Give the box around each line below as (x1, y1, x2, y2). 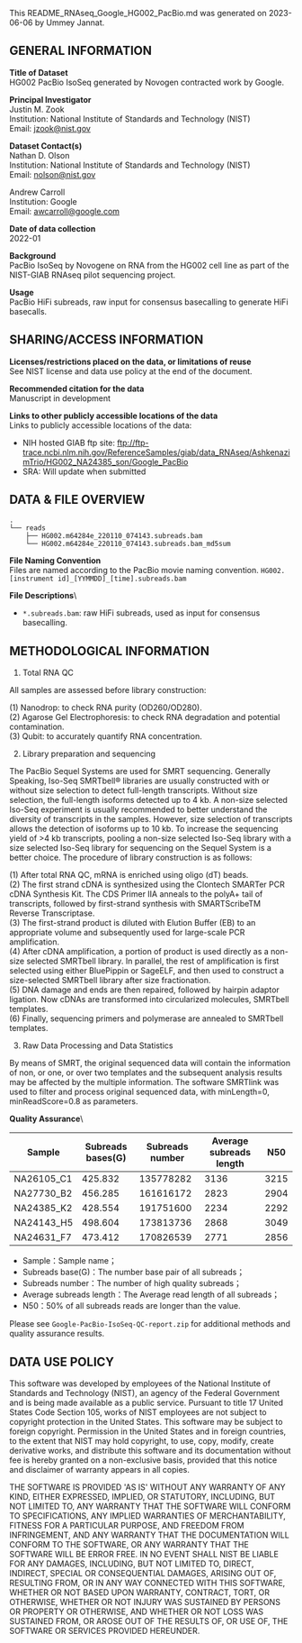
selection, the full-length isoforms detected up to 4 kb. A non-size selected (9, 795, 288, 806)
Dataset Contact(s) (9, 140, 83, 151)
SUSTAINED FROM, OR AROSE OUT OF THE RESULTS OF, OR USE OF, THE (9, 1616, 289, 1627)
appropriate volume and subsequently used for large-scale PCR (9, 927, 245, 938)
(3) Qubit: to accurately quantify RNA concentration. (9, 731, 202, 742)
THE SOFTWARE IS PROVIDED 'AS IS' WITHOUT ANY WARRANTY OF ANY (9, 1482, 286, 1492)
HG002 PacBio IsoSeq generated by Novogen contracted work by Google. (9, 77, 285, 87)
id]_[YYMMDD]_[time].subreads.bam (57, 574, 187, 584)
